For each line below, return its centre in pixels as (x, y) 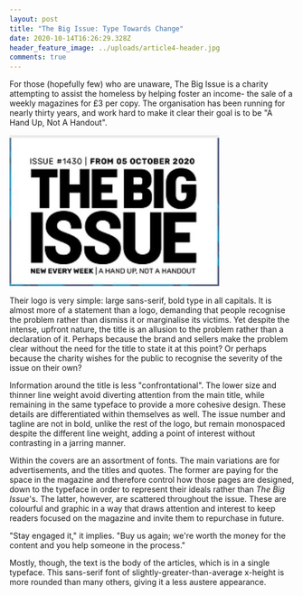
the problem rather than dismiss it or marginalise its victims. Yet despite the (150, 320)
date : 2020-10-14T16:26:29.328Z (70, 38)
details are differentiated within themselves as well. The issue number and (147, 414)
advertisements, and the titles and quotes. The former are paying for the (144, 470)
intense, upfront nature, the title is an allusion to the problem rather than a (147, 329)
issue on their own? (46, 368)
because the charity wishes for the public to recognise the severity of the (146, 358)
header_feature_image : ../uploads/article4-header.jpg (115, 48)
